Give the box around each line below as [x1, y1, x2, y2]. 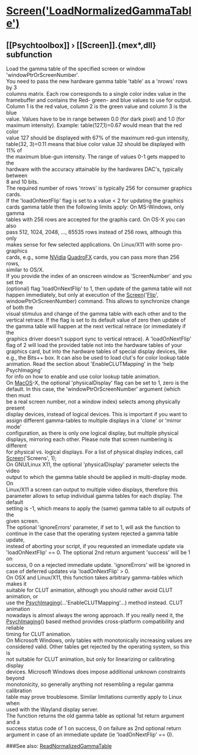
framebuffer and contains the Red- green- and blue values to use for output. [6, 96, 192, 103]
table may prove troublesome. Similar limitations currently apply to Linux [6, 694, 182, 700]
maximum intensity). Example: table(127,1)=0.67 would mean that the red [6, 122, 182, 128]
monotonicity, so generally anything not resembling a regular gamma [6, 681, 174, 688]
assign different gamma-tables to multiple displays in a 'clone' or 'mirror [6, 417, 181, 424]
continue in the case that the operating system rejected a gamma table [6, 530, 178, 537]
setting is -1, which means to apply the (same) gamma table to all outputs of [6, 505, 191, 512]
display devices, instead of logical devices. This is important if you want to [6, 411, 187, 417]
